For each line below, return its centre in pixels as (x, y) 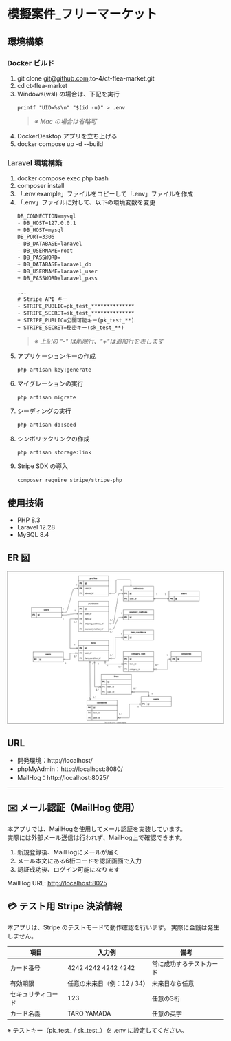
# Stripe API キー (42, 299)
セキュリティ (28, 994)
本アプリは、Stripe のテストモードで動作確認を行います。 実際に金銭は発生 (113, 927)
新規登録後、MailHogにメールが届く (68, 852)
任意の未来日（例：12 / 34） (108, 983)
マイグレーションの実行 (50, 383)
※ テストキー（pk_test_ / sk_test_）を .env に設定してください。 (97, 1030)
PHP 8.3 (29, 520)
